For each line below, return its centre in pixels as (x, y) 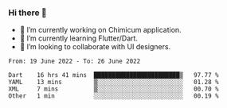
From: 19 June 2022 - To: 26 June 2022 (74, 62)
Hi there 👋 (28, 13)
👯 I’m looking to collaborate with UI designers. (95, 47)
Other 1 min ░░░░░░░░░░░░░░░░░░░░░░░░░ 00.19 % (113, 96)
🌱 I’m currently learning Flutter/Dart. (78, 38)
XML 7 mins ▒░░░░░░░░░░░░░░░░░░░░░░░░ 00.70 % (113, 89)
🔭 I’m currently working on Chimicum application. (100, 30)
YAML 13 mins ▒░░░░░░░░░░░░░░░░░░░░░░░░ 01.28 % (113, 83)
